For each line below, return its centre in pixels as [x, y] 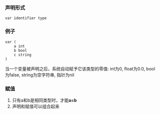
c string [23, 55]
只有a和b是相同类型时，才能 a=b [44, 100]
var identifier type [26, 18]
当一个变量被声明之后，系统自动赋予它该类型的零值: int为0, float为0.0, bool [80, 68]
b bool [20, 50]
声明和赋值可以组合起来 [36, 106]
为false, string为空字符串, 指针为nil [40, 75]
